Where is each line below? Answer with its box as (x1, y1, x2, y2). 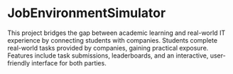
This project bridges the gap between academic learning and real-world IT (7, 28, 226, 37)
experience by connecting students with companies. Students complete (7, 36, 218, 44)
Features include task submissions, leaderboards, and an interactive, (7, 51, 209, 60)
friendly (7, 58, 31, 67)
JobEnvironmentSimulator (7, 5, 166, 21)
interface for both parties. (31, 58, 107, 67)
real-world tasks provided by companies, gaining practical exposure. (7, 43, 209, 52)
